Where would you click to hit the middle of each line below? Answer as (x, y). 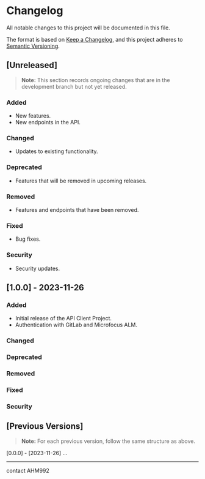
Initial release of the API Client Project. (63, 319)
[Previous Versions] (45, 426)
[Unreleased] (32, 65)
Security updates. (37, 268)
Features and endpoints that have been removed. (77, 209)
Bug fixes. (28, 239)
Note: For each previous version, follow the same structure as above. (108, 441)
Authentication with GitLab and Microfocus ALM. (76, 325)
